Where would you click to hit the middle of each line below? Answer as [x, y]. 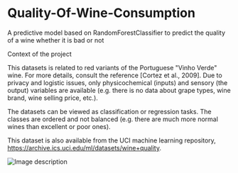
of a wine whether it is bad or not [56, 40]
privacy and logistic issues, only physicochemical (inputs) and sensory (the [118, 82]
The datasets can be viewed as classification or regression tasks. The [109, 111]
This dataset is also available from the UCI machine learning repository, [112, 140]
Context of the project [40, 54]
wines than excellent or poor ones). [59, 126]
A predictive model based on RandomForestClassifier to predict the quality [117, 33]
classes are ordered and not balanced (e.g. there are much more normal [113, 119]
